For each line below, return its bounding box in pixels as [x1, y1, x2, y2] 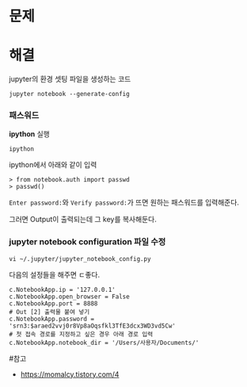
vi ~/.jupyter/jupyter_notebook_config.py [9, 255, 151, 262]
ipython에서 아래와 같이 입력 [9, 160, 97, 170]
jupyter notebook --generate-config [9, 90, 130, 98]
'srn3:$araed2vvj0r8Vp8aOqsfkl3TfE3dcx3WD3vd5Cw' [9, 322, 177, 330]
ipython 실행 [9, 129, 50, 139]
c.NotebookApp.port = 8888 [9, 299, 98, 308]
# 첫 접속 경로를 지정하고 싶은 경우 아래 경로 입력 [9, 330, 154, 338]
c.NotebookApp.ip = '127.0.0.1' [9, 285, 116, 293]
